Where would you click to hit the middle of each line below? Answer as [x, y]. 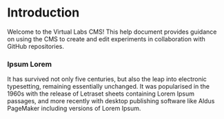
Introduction [43, 13]
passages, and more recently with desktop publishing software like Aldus [111, 101]
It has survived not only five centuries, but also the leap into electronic [107, 79]
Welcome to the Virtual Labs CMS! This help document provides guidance [112, 32]
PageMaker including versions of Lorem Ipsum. [74, 109]
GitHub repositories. [35, 46]
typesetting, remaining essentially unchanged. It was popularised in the [109, 87]
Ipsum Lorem [30, 64]
